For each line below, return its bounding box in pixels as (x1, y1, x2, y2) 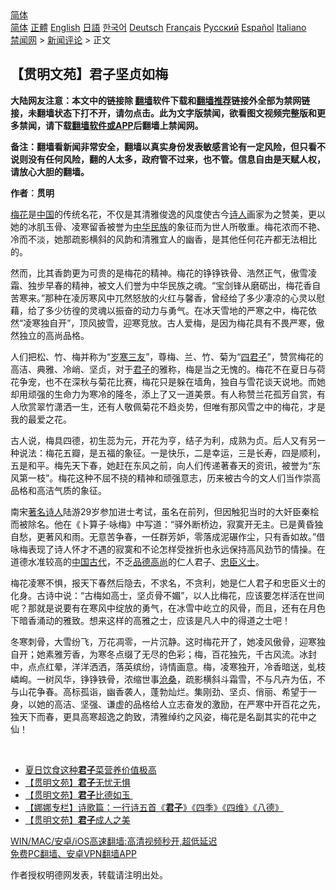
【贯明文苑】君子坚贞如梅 (10, 66, 168, 83)
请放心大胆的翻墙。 (10, 165, 90, 177)
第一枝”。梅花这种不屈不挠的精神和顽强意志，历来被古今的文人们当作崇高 (18, 472, 322, 484)
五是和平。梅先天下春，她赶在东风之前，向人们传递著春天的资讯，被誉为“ (10, 459, 313, 471)
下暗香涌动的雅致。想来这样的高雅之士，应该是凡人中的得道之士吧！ (10, 614, 291, 626)
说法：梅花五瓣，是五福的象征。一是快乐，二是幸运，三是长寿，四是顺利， (18, 447, 326, 459)
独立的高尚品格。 (18, 329, 90, 341)
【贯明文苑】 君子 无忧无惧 (24, 776, 131, 788)
